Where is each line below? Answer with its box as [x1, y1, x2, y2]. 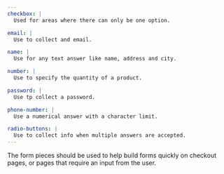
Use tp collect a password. [13, 93, 96, 100]
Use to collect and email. [13, 36, 92, 43]
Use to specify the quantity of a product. [13, 74, 142, 81]
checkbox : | [7, 10, 42, 18]
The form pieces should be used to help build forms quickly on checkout [7, 152, 217, 159]
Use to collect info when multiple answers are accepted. [13, 132, 187, 139]
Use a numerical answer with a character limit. [13, 113, 158, 120]
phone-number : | [7, 106, 55, 113]
